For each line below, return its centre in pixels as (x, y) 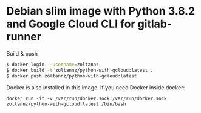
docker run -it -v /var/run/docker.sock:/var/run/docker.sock (87, 98)
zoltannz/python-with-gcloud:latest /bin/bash (66, 104)
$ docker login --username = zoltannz (53, 65)
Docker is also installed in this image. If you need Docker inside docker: (96, 87)
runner (24, 37)
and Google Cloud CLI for (71, 24)
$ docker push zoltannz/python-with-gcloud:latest (72, 76)
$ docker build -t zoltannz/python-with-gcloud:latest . (80, 70)
